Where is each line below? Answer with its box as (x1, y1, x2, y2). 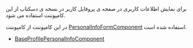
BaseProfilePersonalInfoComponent (14, 35, 105, 42)
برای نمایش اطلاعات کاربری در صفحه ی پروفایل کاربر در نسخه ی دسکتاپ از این (5, 5, 187, 12)
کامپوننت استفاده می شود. (5, 12, 66, 19)
